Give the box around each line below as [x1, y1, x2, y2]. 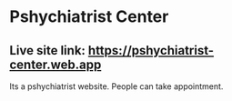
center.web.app [9, 56, 102, 72]
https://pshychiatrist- [87, 43, 215, 58]
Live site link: [9, 43, 86, 58]
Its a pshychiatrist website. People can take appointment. [9, 81, 224, 92]
